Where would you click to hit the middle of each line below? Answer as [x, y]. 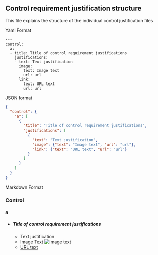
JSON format [19, 98]
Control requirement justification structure [73, 8]
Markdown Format [24, 187]
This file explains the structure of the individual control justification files [79, 20]
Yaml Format [18, 30]
